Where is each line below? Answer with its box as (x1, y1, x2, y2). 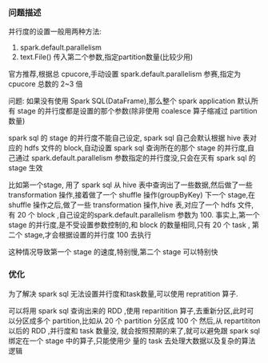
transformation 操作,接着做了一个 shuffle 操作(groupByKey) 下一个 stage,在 (8, 190, 256, 200)
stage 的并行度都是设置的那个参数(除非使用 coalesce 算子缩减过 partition (17, 106, 258, 116)
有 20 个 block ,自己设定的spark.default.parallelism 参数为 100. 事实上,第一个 (8, 210, 260, 220)
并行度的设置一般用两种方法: (8, 26, 102, 37)
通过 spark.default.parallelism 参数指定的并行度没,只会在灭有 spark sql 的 (14, 154, 256, 163)
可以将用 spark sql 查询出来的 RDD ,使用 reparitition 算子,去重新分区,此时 (8, 305, 247, 315)
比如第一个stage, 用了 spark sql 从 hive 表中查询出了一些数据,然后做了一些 (8, 180, 254, 189)
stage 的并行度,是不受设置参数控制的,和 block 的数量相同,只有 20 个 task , (8, 220, 250, 229)
